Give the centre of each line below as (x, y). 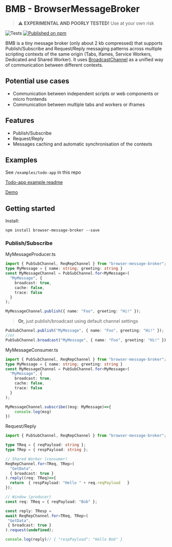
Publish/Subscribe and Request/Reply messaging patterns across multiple (84, 48)
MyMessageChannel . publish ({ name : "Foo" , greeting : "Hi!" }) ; (73, 312)
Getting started (30, 208)
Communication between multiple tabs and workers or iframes (79, 104)
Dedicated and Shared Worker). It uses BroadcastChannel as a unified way (84, 59)
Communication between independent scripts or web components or (86, 94)
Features (20, 121)
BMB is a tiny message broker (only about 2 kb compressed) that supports (84, 43)
